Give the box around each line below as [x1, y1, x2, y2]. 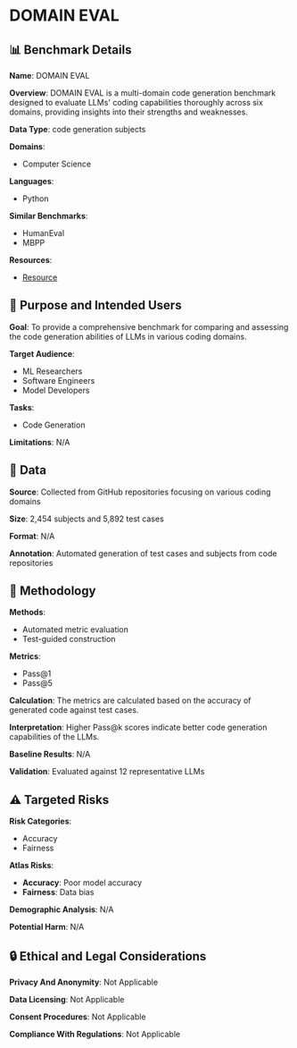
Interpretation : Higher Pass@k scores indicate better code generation [9, 722, 268, 733]
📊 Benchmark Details [9, 42, 132, 57]
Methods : [9, 607, 46, 618]
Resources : [9, 255, 53, 265]
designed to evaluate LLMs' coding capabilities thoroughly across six [9, 97, 263, 107]
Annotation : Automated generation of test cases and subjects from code [9, 547, 277, 559]
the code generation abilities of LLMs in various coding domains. [9, 331, 247, 342]
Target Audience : [9, 348, 75, 359]
